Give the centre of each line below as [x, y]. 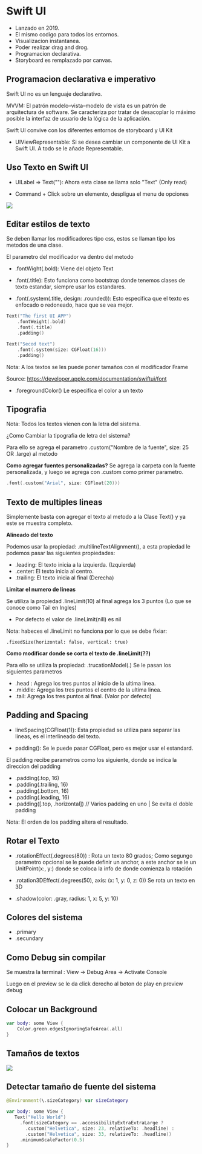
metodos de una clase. [35, 245]
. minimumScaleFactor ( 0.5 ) [52, 1140]
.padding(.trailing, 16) [41, 784]
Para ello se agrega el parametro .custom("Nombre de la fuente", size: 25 [98, 447]
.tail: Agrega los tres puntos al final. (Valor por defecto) [83, 696]
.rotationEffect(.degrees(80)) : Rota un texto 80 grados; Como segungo [104, 855]
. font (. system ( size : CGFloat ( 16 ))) [62, 350]
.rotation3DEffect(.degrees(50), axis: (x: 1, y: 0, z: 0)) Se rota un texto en [105, 880]
